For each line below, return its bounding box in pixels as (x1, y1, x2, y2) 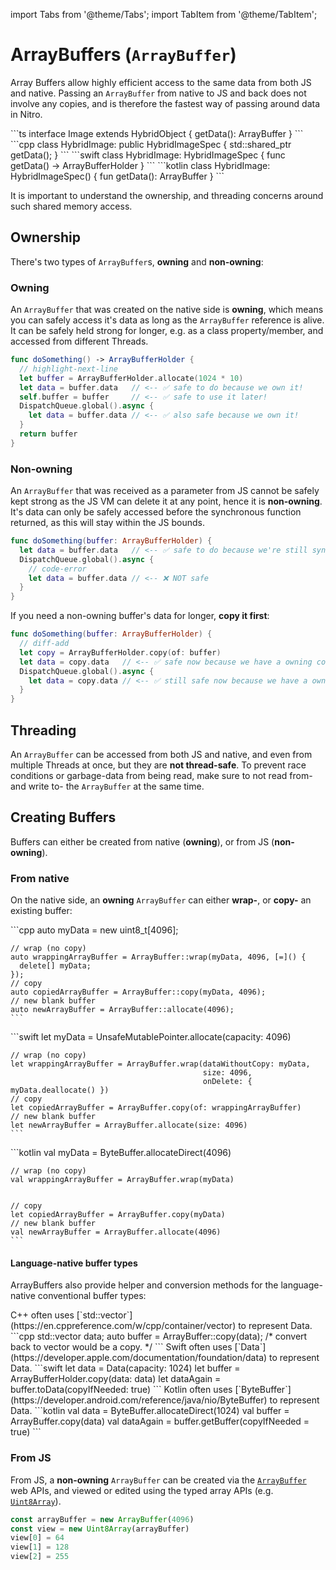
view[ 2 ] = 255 (10, 1552, 70, 1562)
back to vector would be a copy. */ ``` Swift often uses (10, 1341, 233, 1353)
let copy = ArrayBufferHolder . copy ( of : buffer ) (19, 647, 222, 658)
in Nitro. (10, 108, 43, 120)
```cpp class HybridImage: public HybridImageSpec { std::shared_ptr (10, 138, 292, 150)
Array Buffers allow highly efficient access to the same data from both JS (10, 76, 312, 88)
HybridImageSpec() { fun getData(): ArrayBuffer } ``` (10, 170, 225, 182)
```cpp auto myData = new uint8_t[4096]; (10, 924, 179, 936)
